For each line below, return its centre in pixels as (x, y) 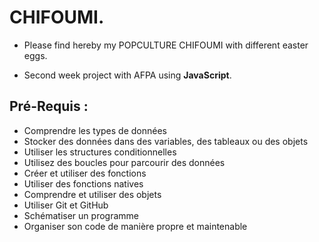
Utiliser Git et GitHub (66, 205)
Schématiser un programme (81, 215)
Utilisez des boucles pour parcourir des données (124, 162)
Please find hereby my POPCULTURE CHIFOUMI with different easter (166, 45)
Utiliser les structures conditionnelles (100, 152)
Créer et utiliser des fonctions (85, 173)
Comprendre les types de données (95, 130)
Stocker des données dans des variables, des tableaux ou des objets (166, 141)
